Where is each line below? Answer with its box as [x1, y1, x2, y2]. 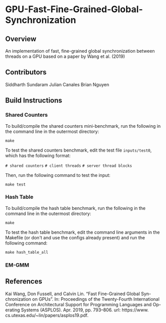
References [5, 277, 42, 286]
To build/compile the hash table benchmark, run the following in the [5, 205, 146, 211]
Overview [5, 34, 37, 43]
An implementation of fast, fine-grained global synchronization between [5, 48, 155, 54]
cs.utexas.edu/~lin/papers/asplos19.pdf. [5, 312, 89, 318]
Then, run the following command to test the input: [5, 172, 111, 178]
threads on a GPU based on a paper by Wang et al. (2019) [5, 53, 125, 59]
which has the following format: [5, 152, 71, 158]
